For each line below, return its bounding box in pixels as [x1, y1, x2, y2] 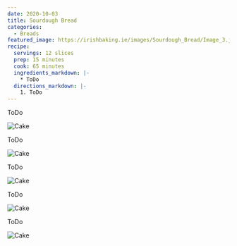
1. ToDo [20, 89, 42, 96]
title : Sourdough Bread [7, 17, 78, 24]
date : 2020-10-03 [7, 10, 59, 18]
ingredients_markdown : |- [13, 69, 90, 76]
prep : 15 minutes [13, 56, 65, 63]
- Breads [13, 30, 39, 37]
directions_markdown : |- [13, 82, 87, 90]
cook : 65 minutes [13, 63, 65, 70]
